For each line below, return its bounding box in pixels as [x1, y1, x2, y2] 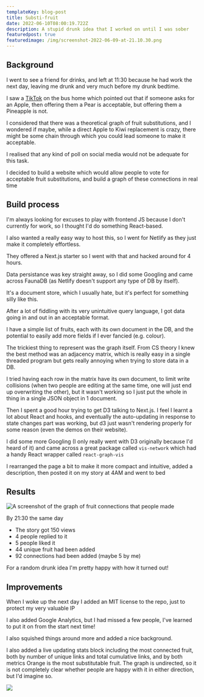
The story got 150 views [15, 526, 76, 534]
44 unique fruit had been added [15, 546, 96, 553]
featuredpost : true [6, 32, 56, 38]
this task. [6, 157, 29, 164]
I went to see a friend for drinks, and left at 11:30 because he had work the [6, 76, 192, 83]
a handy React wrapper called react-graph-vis [6, 450, 124, 458]
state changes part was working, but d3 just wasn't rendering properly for [6, 419, 192, 427]
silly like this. [6, 295, 38, 303]
